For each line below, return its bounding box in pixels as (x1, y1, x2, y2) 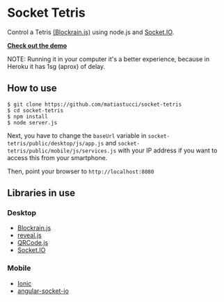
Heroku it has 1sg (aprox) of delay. (7, 62, 106, 70)
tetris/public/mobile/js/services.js (7, 148, 117, 154)
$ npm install (7, 113, 49, 120)
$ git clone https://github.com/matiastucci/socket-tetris (7, 101, 182, 108)
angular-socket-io (17, 287, 70, 295)
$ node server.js (7, 119, 58, 126)
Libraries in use (7, 187, 75, 199)
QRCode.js (17, 239, 49, 247)
